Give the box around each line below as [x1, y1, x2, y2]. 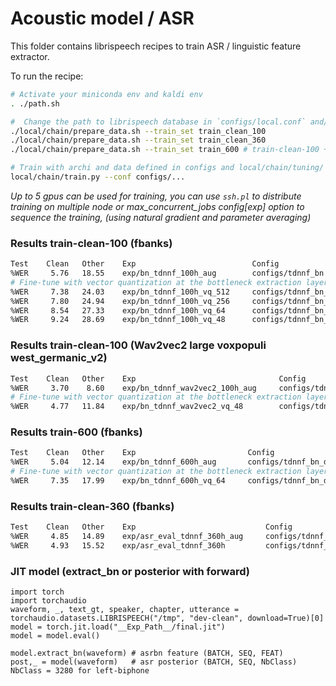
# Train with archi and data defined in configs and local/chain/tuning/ [10, 163, 325, 173]
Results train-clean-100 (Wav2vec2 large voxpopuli [10, 338, 267, 352]
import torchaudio [10, 596, 87, 606]
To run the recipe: [10, 70, 84, 82]
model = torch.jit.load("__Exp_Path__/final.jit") [10, 622, 226, 632]
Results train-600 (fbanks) [10, 425, 143, 439]
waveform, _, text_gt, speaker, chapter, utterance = [10, 605, 240, 615]
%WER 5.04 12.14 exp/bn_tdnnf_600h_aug [10, 457, 217, 467]
